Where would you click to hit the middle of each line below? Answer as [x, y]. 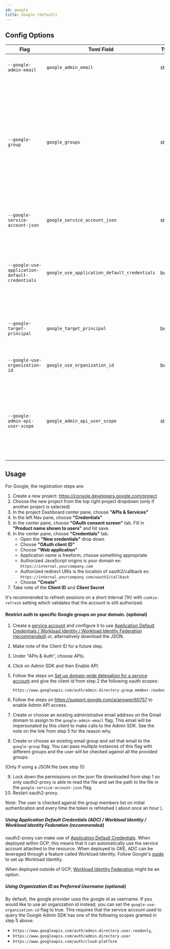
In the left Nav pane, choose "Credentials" [57, 518]
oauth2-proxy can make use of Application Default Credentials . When [78, 838]
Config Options [30, 35]
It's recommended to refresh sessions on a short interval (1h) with [74, 597]
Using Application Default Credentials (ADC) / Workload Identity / [76, 820]
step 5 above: [19, 921]
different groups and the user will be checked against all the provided [85, 752]
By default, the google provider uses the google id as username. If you [79, 899]
